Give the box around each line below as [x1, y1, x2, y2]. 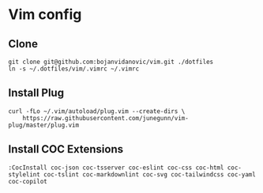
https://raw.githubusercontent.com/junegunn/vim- [22, 114, 190, 122]
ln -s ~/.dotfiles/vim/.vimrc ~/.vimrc [8, 65, 140, 73]
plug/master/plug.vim [8, 121, 80, 129]
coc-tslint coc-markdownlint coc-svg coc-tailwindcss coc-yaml [43, 170, 257, 179]
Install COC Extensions [8, 142, 124, 156]
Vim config [8, 6, 82, 24]
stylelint [8, 170, 41, 179]
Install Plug [8, 86, 65, 100]
